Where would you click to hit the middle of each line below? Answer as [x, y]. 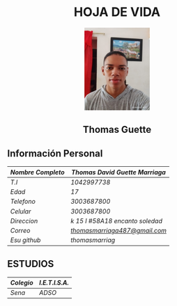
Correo [20, 231]
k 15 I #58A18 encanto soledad [116, 220]
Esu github [25, 240]
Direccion [24, 220]
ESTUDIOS [31, 264]
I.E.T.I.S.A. [54, 283]
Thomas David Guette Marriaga [118, 172]
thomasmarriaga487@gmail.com [119, 231]
